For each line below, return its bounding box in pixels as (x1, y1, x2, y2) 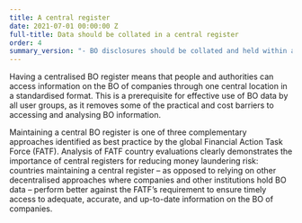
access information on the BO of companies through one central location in (9, 81, 288, 92)
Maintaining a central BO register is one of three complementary (9, 127, 247, 138)
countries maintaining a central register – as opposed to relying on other (9, 165, 277, 176)
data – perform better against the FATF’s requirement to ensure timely (9, 184, 267, 195)
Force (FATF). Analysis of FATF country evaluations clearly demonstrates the (9, 146, 293, 157)
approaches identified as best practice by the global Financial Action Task (9, 137, 283, 147)
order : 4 (9, 38, 42, 48)
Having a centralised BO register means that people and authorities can (9, 71, 274, 82)
